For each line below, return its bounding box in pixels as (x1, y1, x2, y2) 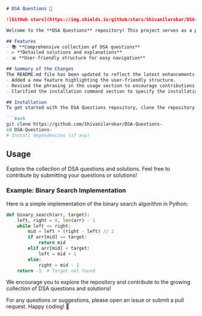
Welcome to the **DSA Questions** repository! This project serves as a (6, 27, 192, 33)
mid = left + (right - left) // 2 (28, 229, 114, 235)
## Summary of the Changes (6, 66, 74, 72)
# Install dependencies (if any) (6, 132, 90, 138)
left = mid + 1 (38, 250, 77, 257)
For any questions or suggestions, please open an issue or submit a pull (6, 297, 185, 304)
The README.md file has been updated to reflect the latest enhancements (6, 72, 195, 78)
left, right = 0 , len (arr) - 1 (17, 217, 96, 223)
